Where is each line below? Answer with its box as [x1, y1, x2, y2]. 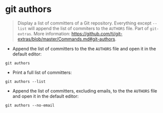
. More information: [30, 30, 71, 36]
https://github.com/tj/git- [71, 30, 122, 36]
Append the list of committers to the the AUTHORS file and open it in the [12, 45, 156, 51]
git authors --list [5, 79, 46, 84]
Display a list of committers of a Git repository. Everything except [17, 20, 151, 26]
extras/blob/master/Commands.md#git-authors [17, 36, 115, 42]
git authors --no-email [5, 102, 55, 108]
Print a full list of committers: [12, 69, 72, 75]
